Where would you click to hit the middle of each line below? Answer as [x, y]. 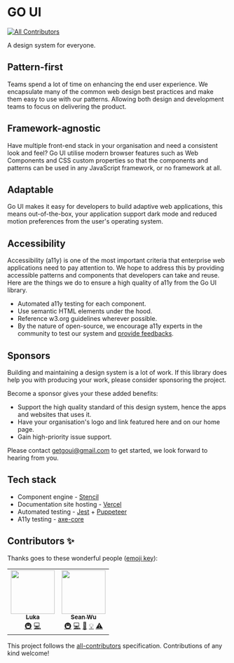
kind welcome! [28, 653]
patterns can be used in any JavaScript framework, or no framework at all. [115, 168]
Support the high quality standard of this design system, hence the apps [122, 407]
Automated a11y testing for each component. [82, 304]
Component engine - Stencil [58, 497]
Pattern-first [35, 67]
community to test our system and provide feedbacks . [95, 334]
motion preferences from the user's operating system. [85, 221]
